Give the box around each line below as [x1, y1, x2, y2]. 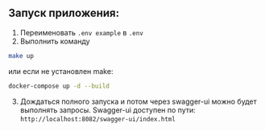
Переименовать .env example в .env [19, 27, 143, 37]
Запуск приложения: [8, 6, 119, 20]
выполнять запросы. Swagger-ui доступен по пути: [19, 104, 196, 115]
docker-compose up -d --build [8, 82, 110, 90]
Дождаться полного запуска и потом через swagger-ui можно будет [19, 96, 257, 106]
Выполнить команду [19, 36, 90, 46]
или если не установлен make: [8, 66, 114, 76]
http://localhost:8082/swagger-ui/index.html [19, 115, 176, 123]
